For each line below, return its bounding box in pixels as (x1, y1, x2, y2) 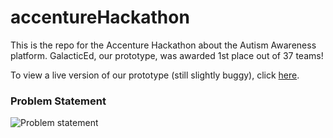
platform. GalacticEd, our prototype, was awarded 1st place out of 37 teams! (10, 49, 324, 61)
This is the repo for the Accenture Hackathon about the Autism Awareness (10, 39, 317, 51)
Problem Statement (10, 94, 107, 108)
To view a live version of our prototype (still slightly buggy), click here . (10, 69, 300, 81)
